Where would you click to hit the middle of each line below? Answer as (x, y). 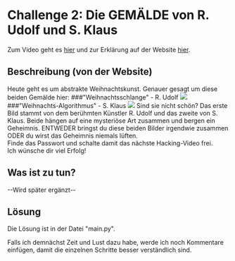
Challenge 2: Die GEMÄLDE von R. (108, 15)
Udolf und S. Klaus (63, 30)
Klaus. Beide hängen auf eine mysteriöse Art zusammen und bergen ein (112, 121)
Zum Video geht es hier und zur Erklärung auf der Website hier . (99, 49)
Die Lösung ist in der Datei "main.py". (62, 229)
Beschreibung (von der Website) (80, 72)
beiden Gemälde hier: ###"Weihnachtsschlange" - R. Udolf (93, 97)
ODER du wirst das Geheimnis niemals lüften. (73, 135)
